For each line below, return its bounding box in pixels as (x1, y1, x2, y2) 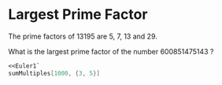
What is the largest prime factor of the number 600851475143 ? (8, 46, 214, 56)
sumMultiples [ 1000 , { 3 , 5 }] (8, 69, 101, 77)
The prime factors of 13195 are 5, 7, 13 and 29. (8, 31, 157, 41)
